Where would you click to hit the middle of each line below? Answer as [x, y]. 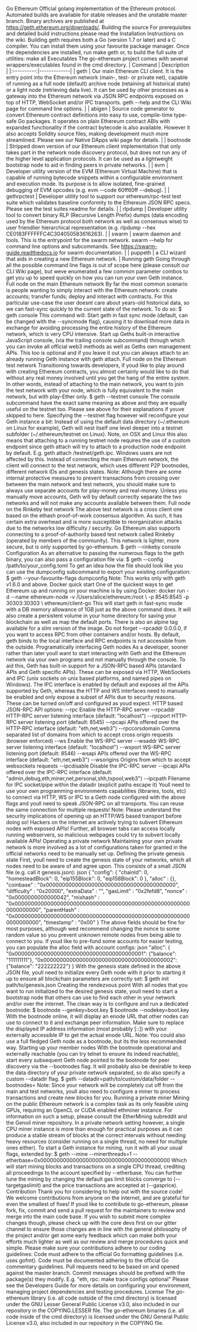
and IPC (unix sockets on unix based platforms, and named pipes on [89, 678]
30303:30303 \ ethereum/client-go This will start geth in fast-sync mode [94, 603]
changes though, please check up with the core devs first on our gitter [91, 1223]
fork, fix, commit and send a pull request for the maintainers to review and [96, 1210]
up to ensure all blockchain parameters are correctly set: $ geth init [88, 979]
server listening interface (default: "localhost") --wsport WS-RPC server [94, 747]
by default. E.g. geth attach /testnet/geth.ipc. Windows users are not [89, 453]
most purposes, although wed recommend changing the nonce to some [93, 928]
